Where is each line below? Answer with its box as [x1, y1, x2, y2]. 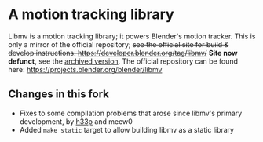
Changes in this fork [8, 88, 110, 101]
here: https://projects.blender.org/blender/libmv [8, 64, 163, 74]
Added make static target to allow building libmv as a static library [19, 125, 234, 134]
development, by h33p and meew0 [19, 116, 133, 126]
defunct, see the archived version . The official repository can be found [8, 56, 238, 66]
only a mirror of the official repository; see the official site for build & [8, 39, 229, 49]
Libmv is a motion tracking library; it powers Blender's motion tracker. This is [8, 31, 256, 41]
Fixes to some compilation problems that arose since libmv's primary [19, 108, 243, 118]
